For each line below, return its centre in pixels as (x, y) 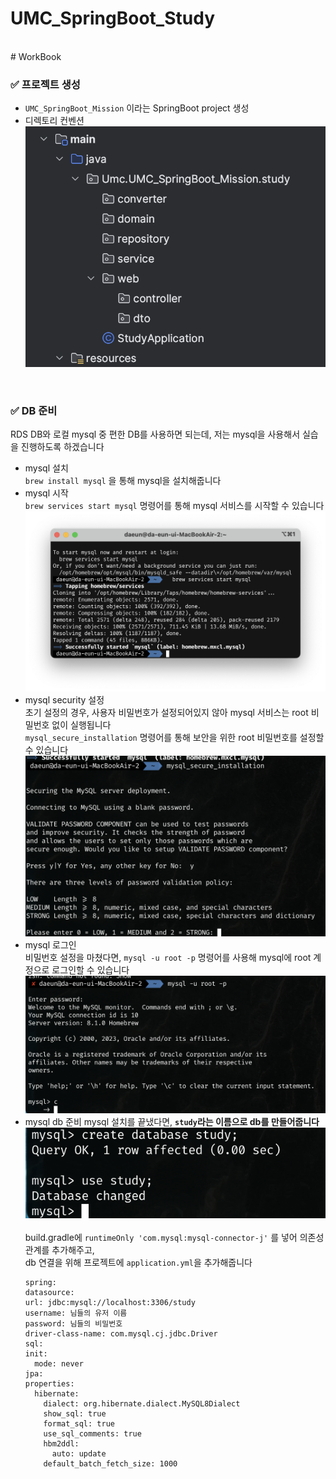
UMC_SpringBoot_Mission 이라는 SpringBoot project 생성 (137, 108)
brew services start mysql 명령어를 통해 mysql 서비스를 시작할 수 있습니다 (174, 506)
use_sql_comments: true (92, 1434)
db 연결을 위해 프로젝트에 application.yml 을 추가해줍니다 (138, 1263)
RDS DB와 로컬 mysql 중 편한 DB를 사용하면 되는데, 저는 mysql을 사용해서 (155, 434)
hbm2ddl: (61, 1444)
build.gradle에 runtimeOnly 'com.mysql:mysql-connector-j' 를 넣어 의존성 (174, 1238)
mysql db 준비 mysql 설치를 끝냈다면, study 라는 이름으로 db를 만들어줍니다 (172, 1122)
